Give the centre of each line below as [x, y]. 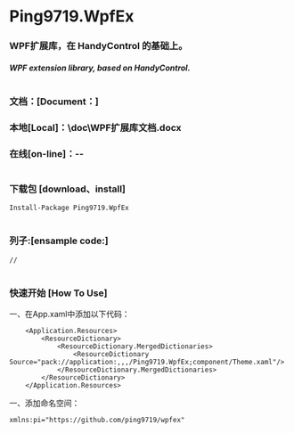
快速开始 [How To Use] [58, 293]
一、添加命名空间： [45, 404]
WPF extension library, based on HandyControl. [100, 68]
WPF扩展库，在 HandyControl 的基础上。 [98, 46]
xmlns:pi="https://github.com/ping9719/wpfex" [97, 421]
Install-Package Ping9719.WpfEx [69, 208]
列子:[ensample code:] [59, 241]
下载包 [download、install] [68, 189]
